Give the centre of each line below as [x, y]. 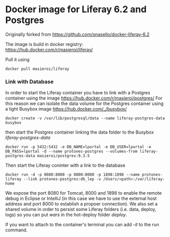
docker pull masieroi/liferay [37, 69]
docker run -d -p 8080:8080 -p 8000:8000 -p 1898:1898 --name [73, 175]
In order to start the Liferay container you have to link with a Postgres [78, 93]
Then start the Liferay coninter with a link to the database [65, 165]
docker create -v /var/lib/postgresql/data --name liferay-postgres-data [85, 118]
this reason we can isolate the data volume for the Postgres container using [84, 103]
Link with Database [30, 82]
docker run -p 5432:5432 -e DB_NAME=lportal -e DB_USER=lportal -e [78, 147]
